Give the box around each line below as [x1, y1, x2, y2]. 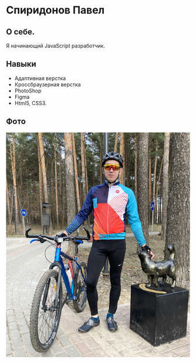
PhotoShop [14, 87, 42, 94]
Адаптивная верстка [14, 74, 66, 82]
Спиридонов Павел [6, 4, 105, 17]
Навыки [6, 59, 37, 69]
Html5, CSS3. [14, 99, 47, 106]
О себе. [6, 27, 35, 37]
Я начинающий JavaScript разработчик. [6, 42, 105, 49]
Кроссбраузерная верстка [14, 81, 81, 88]
